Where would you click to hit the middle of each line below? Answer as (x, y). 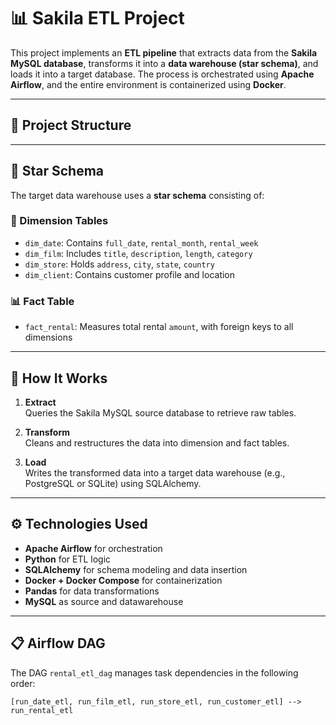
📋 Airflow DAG (58, 643)
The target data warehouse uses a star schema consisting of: (137, 195)
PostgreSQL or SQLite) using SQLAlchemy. (113, 483)
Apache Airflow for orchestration (93, 548)
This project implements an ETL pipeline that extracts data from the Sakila (164, 52)
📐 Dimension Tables (59, 221)
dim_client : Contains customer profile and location (130, 274)
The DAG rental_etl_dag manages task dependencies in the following (154, 672)
